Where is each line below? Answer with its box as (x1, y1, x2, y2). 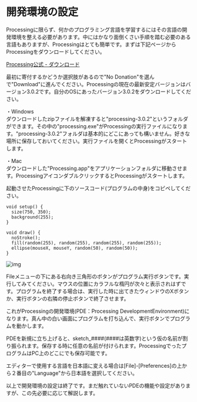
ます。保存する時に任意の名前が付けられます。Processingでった (26, 342, 182, 349)
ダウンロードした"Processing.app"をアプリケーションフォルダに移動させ (6, 165, 182, 172)
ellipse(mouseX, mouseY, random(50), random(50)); (11, 245, 138, 251)
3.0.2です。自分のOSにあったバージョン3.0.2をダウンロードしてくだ (26, 88, 192, 95)
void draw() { (6, 230, 41, 236)
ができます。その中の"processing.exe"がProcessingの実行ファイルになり (6, 122, 183, 130)
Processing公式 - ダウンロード (6, 60, 80, 68)
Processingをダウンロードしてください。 (6, 48, 105, 55)
